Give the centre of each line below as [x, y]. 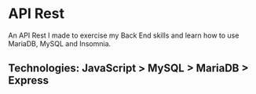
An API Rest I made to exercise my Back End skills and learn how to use [124, 35]
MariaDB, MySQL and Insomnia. [60, 43]
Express [29, 80]
